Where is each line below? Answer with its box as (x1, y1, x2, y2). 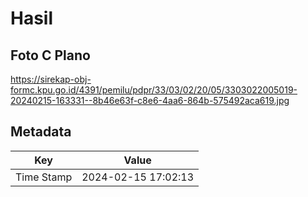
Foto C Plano (10, 47, 91, 64)
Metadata (10, 123, 72, 141)
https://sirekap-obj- (10, 73, 92, 85)
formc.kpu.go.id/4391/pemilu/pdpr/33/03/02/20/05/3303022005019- (10, 84, 298, 96)
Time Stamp (15, 170, 73, 184)
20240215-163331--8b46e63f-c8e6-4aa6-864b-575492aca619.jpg (10, 95, 290, 106)
